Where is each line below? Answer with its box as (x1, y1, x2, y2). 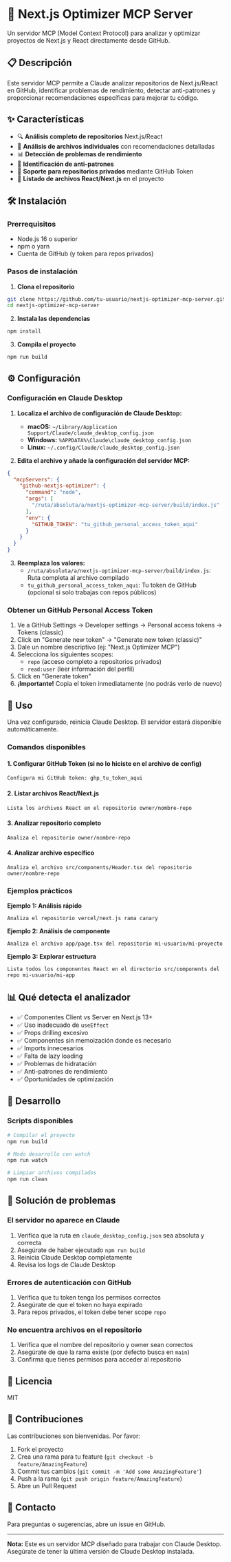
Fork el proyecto (16, 1445, 64, 1453)
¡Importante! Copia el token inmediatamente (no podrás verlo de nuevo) (16, 680, 222, 688)
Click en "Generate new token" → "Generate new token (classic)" (16, 636, 203, 644)
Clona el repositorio (16, 282, 75, 291)
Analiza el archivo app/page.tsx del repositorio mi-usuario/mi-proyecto (7, 940, 223, 948)
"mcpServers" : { (13, 476, 60, 483)
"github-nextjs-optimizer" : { (19, 482, 107, 490)
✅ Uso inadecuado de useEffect (16, 1021, 109, 1029)
